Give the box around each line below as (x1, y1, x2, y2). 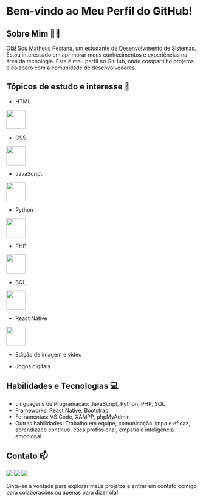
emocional (15, 432, 41, 439)
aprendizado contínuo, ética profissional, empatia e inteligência (15, 426, 174, 433)
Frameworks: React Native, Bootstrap (15, 406, 109, 414)
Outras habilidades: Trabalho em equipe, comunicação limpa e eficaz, (15, 419, 190, 427)
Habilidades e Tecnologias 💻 (6, 381, 119, 391)
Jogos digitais (15, 362, 50, 369)
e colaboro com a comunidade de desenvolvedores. (6, 64, 137, 71)
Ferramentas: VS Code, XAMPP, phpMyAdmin (15, 413, 131, 420)
